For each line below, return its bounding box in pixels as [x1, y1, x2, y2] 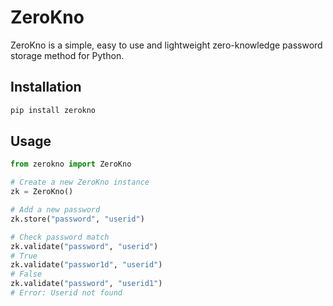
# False [10, 269, 43, 280]
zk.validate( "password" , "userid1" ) [10, 279, 163, 289]
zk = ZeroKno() [10, 187, 74, 197]
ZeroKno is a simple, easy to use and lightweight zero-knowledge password [10, 39, 323, 51]
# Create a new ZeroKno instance [10, 177, 150, 188]
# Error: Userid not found [10, 288, 123, 298]
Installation [10, 79, 82, 96]
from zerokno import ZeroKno [10, 159, 132, 170]
